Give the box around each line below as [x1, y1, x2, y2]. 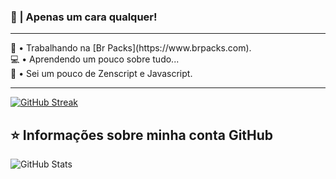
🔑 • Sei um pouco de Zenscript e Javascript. [10, 68, 193, 80]
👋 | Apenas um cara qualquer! [10, 10, 158, 24]
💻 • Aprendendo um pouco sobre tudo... [10, 53, 180, 65]
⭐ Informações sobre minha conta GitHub [10, 126, 274, 144]
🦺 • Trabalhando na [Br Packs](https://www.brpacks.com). [10, 42, 252, 54]
